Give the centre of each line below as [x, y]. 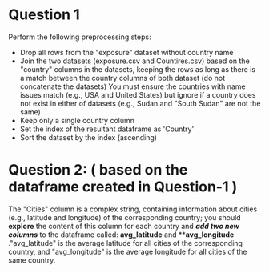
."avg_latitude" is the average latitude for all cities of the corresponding [125, 243]
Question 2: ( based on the [98, 170]
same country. [32, 260]
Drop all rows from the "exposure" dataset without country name [126, 52]
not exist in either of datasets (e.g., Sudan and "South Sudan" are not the [140, 103]
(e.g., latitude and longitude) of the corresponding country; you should [125, 217]
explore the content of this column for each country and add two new [124, 226]
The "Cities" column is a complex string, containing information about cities [133, 209]
